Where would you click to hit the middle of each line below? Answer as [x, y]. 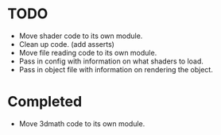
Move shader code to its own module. [81, 36]
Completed [45, 102]
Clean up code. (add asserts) [66, 44]
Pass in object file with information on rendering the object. [116, 69]
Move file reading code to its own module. [88, 52]
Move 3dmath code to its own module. [82, 123]
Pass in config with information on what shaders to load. [111, 61]
